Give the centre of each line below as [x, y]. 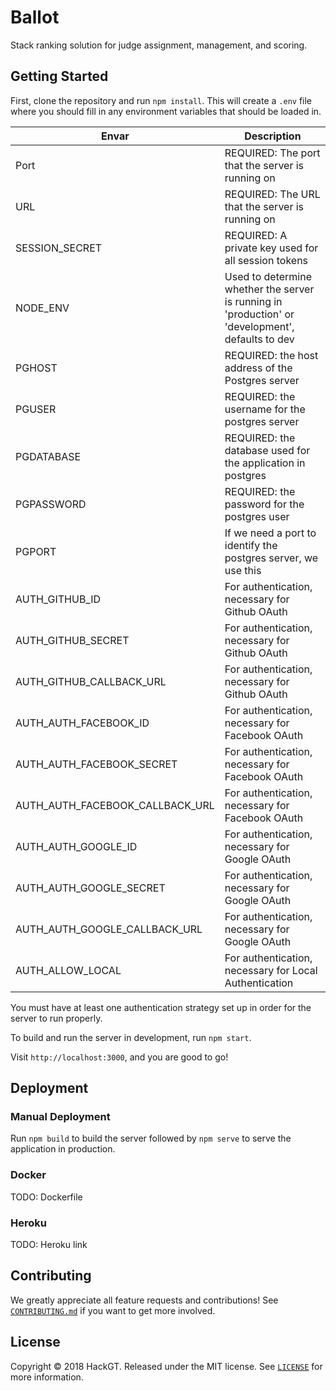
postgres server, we [271, 558]
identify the [251, 545]
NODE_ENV [42, 308]
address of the [258, 368]
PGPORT [36, 551]
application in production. [63, 1149]
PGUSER [36, 409]
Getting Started [59, 76]
